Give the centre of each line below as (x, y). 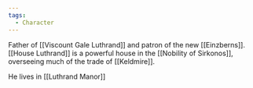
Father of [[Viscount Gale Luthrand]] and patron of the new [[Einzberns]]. (127, 44)
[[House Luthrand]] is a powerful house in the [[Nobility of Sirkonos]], (121, 53)
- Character (35, 23)
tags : (17, 15)
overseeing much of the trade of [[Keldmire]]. (82, 61)
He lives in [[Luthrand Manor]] (57, 76)
